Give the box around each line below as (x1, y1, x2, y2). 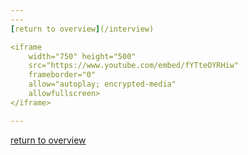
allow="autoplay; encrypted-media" (28, 79, 177, 90)
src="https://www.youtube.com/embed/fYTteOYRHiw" (28, 61, 240, 71)
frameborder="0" (28, 70, 97, 80)
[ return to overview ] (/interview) (10, 24, 155, 34)
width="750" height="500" (28, 51, 137, 61)
